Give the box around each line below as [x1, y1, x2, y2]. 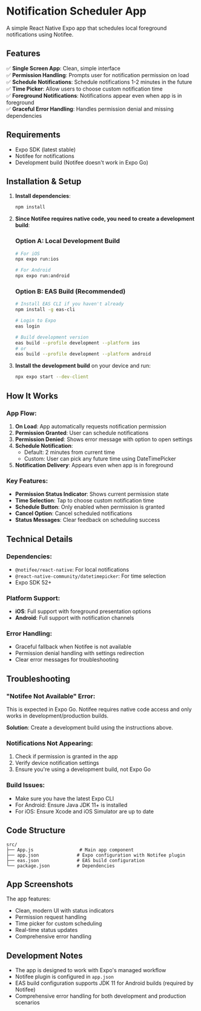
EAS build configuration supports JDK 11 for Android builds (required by [15, 979, 194, 987]
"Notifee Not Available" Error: [6, 691, 96, 700]
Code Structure [6, 825, 65, 836]
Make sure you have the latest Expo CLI [15, 795, 114, 802]
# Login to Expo [15, 318, 56, 324]
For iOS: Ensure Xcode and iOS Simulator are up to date [15, 807, 154, 815]
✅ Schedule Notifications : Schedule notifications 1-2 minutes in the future [6, 78, 193, 86]
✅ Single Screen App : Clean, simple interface [6, 64, 121, 72]
